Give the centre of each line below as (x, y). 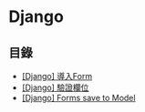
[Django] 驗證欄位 (55, 87)
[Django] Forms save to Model (78, 98)
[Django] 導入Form (57, 76)
